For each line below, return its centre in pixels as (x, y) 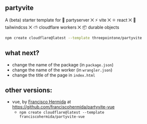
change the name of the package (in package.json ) (63, 64)
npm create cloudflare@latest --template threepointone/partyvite (73, 38)
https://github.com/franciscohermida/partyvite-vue (63, 107)
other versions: (29, 90)
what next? (22, 53)
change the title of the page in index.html (54, 75)
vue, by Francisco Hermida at (41, 102)
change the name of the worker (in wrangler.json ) (62, 70)
